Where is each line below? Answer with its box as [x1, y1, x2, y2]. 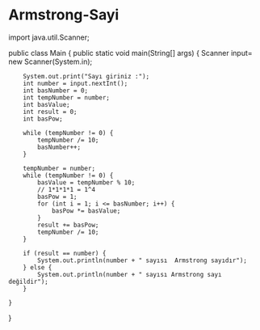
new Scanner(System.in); [8, 57, 93, 66]
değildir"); [8, 277, 48, 286]
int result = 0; [23, 108, 78, 116]
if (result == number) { [23, 249, 107, 257]
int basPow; [23, 115, 63, 123]
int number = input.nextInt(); [23, 79, 128, 87]
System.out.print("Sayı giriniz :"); [23, 72, 150, 80]
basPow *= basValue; [51, 206, 121, 215]
